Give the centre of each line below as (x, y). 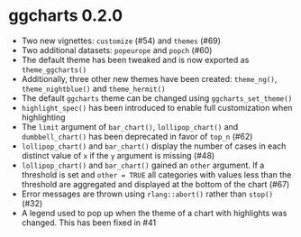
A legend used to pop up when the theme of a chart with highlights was (154, 213)
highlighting (43, 117)
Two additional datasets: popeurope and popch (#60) (117, 50)
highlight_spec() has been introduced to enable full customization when (157, 107)
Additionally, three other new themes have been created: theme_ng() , (149, 78)
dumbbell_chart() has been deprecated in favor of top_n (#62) (137, 136)
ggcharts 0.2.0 (66, 16)
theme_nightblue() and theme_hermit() (93, 88)
